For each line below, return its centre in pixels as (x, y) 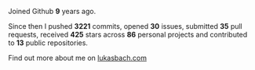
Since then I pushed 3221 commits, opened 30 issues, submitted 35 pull (126, 26)
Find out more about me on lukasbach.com (78, 58)
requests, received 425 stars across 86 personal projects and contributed (128, 35)
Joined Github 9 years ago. (52, 11)
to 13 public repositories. (48, 43)
